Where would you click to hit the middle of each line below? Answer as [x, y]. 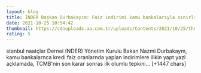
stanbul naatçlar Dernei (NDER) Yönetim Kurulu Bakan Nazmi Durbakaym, [97, 51]
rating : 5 [19, 34]
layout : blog [22, 12]
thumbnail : [20, 28]
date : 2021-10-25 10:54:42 [40, 23]
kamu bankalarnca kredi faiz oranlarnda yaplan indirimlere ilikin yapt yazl [96, 57]
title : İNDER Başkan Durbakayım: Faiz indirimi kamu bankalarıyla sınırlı [101, 17]
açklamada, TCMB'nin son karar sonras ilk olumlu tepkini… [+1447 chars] [96, 64]
